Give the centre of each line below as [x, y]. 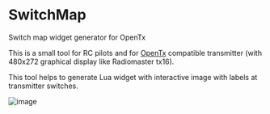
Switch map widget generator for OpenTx [77, 37]
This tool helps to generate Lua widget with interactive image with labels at [133, 77]
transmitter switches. [43, 86]
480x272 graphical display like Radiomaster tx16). [91, 61]
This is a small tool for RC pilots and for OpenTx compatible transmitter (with [135, 53]
